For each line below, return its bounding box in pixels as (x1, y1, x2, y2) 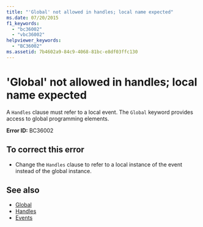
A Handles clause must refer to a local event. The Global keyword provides (6, 108, 194, 116)
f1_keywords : (6, 20, 40, 26)
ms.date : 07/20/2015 (6, 15, 59, 21)
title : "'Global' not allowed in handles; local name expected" (6, 9, 174, 15)
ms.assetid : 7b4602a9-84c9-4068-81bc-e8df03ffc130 (6, 49, 138, 55)
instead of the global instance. (15, 167, 92, 174)
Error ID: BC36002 (6, 127, 54, 134)
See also (6, 185, 40, 195)
